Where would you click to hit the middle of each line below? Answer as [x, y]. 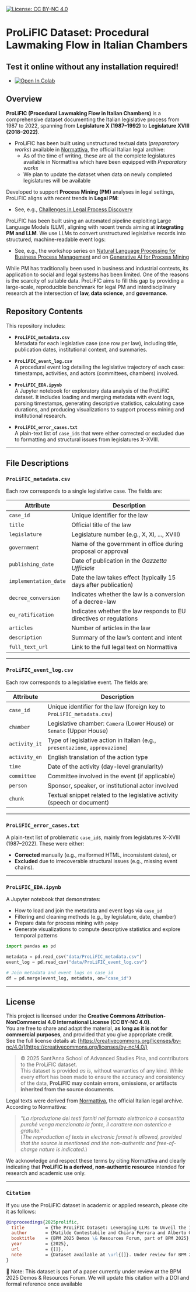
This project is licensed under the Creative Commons [71, 1016]
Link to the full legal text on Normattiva [124, 647]
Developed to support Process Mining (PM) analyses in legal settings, [90, 192]
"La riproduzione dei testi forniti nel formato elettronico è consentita [102, 1118]
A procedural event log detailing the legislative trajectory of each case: [99, 367]
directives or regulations [105, 618]
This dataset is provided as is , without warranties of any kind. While [102, 1071]
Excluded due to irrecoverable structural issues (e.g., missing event [96, 861]
